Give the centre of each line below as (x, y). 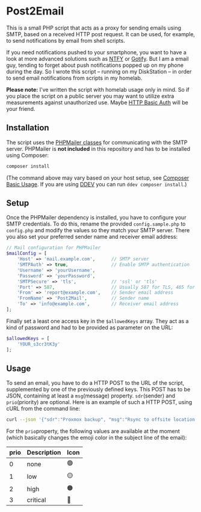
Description (44, 452)
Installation (28, 128)
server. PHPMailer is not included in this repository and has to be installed (98, 148)
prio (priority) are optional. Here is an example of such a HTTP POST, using (99, 402)
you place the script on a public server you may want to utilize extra (90, 96)
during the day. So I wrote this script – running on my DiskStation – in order (99, 71)
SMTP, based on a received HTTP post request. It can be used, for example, (101, 34)
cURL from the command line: (43, 409)
